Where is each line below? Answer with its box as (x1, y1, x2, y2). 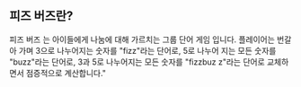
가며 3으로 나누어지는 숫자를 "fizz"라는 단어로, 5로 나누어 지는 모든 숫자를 (18, 45, 277, 56)
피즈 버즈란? (9, 8, 74, 24)
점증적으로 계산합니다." (25, 67, 106, 78)
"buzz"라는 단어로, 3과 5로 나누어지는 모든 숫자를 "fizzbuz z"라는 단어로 (9, 57, 265, 67)
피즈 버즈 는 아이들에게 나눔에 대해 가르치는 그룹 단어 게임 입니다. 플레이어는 (9, 34, 276, 45)
